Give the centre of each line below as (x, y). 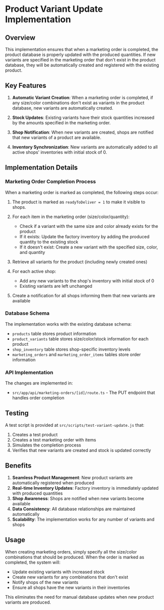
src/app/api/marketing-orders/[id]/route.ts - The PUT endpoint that (83, 393)
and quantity (32, 252)
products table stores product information (54, 333)
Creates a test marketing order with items (54, 440)
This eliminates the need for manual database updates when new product (80, 597)
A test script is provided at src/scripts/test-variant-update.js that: (75, 425)
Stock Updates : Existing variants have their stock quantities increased (83, 117)
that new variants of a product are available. (57, 137)
